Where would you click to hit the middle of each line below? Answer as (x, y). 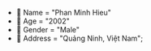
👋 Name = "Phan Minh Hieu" (63, 13)
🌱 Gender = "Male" (47, 30)
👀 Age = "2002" (43, 21)
